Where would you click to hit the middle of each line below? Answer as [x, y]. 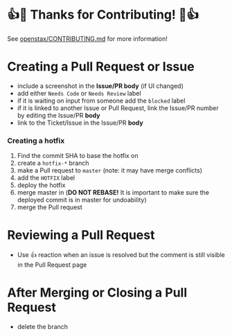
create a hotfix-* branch [53, 163]
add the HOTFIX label [46, 178]
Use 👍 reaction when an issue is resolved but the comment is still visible [121, 255]
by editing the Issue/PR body [59, 115]
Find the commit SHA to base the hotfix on [78, 156]
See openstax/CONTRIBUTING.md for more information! [87, 38]
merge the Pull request [50, 207]
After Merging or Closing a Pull [97, 293]
